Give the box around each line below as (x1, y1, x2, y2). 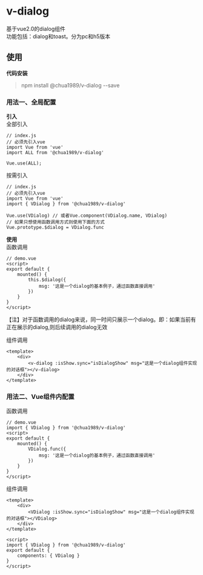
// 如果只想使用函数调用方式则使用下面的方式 (6, 219, 105, 225)
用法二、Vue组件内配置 (6, 392, 75, 401)
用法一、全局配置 (6, 98, 56, 106)
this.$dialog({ (28, 277, 67, 283)
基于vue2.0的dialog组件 (6, 25, 65, 32)
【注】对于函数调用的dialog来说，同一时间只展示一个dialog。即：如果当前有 (6, 316, 196, 323)
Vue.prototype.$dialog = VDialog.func (6, 225, 104, 231)
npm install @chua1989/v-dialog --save (21, 81, 120, 89)
